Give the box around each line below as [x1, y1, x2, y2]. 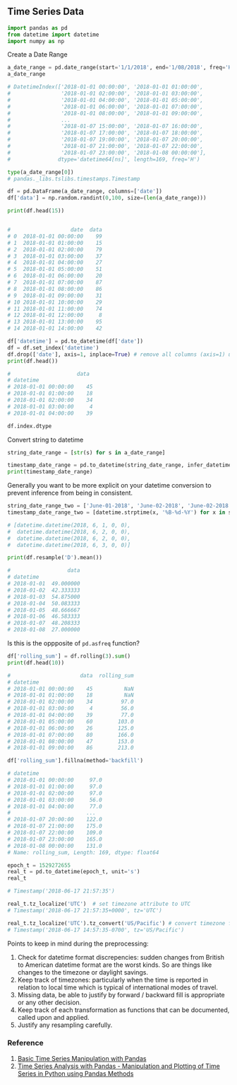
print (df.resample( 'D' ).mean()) [7, 554, 102, 561]
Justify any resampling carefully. [17, 1021, 113, 1029]
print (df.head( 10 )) [7, 659, 65, 666]
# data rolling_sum [7, 672, 134, 679]
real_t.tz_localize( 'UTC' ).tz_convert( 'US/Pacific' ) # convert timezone [7, 919, 226, 926]
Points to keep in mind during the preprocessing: [7, 939, 150, 948]
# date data [7, 226, 102, 234]
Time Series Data [7, 6, 85, 18]
